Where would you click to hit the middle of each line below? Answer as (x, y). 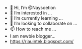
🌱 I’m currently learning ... (36, 18)
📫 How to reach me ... (33, 29)
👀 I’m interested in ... (31, 13)
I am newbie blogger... (33, 36)
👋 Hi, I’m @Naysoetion (33, 8)
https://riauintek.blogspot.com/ (41, 41)
